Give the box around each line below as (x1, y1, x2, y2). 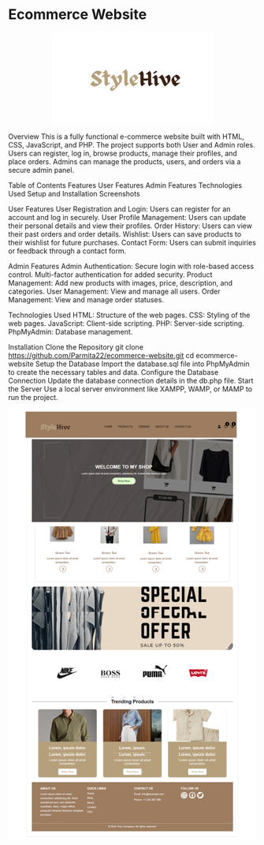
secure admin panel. (8, 165, 75, 174)
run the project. (8, 392, 58, 402)
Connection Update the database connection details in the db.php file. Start (8, 376, 254, 385)
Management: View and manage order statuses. (8, 294, 164, 305)
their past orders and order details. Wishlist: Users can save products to (8, 229, 242, 238)
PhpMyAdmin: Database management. (8, 327, 133, 336)
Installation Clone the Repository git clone (8, 342, 144, 352)
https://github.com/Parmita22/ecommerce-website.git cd (8, 350, 195, 360)
